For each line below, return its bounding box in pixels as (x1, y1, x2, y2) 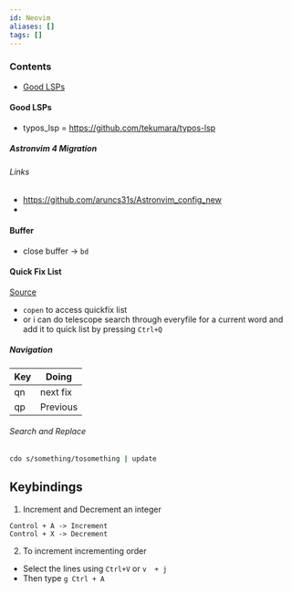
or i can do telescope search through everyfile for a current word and (22, 314, 284, 325)
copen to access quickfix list (22, 304, 128, 315)
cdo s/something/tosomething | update (9, 454, 157, 463)
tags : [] (9, 30, 43, 39)
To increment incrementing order (22, 545, 147, 557)
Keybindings (9, 480, 84, 495)
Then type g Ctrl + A (22, 572, 105, 584)
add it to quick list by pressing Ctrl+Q (22, 323, 162, 334)
